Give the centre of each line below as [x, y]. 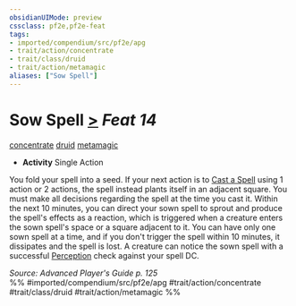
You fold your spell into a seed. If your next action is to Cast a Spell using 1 [146, 179]
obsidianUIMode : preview [55, 17]
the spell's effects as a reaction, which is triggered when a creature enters [146, 217]
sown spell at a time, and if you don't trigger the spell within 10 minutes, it [144, 236]
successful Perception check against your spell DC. [104, 255]
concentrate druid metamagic [64, 145]
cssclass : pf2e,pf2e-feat [57, 26]
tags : [19, 34]
